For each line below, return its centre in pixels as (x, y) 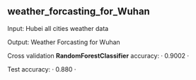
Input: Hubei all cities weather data (58, 28)
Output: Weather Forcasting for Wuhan (64, 42)
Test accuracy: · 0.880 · (42, 69)
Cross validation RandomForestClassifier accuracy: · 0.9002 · (98, 55)
